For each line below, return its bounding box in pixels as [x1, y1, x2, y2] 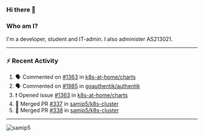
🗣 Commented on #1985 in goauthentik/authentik [15, 82, 141, 90]
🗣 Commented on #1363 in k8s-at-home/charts [15, 73, 136, 81]
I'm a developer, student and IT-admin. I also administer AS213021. [6, 36, 173, 43]
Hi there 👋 [6, 5, 36, 14]
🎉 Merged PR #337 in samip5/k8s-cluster [15, 100, 119, 107]
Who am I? [6, 21, 38, 30]
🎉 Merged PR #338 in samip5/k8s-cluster [15, 106, 120, 114]
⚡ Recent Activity [6, 57, 59, 65]
